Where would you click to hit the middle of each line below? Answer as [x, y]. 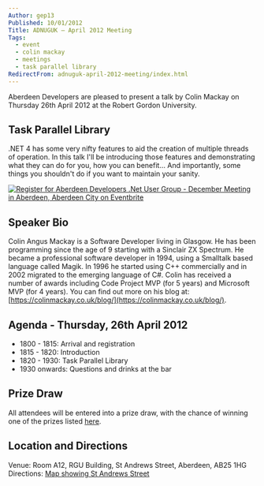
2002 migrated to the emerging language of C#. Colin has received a [120, 275]
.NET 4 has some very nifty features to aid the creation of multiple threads [128, 149]
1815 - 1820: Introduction [59, 353]
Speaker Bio [39, 222]
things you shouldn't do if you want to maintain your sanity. [104, 174]
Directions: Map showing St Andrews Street [79, 473]
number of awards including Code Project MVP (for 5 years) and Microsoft [129, 283]
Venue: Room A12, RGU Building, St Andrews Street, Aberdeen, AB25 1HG [127, 465]
